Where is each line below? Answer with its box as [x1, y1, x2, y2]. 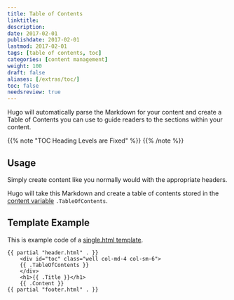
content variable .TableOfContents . [7, 196, 109, 204]
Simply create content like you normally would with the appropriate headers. [7, 175, 228, 183]
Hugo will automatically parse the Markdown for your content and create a [7, 108, 222, 117]
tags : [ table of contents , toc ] [7, 50, 102, 57]
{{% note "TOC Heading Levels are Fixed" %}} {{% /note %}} [7, 136, 184, 145]
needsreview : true [7, 89, 61, 96]
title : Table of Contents [7, 10, 83, 18]
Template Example [7, 217, 90, 229]
